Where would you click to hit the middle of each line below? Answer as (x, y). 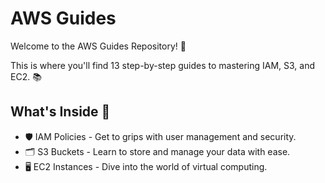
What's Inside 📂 (60, 112)
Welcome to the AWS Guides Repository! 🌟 (98, 46)
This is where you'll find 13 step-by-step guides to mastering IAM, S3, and (162, 65)
